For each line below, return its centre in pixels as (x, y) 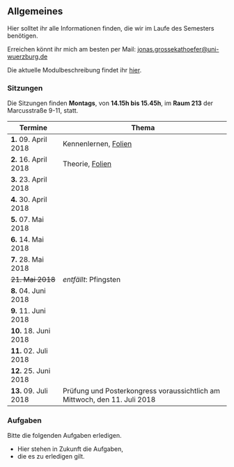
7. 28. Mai (27, 260)
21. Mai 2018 (33, 280)
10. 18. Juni (31, 331)
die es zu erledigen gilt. (51, 457)
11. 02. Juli (29, 351)
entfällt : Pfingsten (91, 280)
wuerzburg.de (28, 56)
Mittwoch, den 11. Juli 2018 (109, 399)
